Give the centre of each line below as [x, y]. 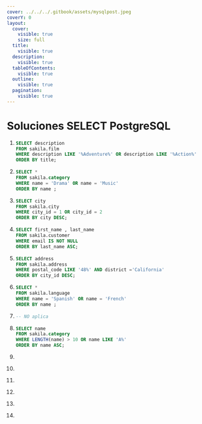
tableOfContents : [34, 68]
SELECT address [35, 259]
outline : [23, 79]
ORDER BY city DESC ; [41, 218]
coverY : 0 [19, 18]
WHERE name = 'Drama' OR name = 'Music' [67, 183]
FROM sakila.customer [43, 236]
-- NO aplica [32, 316]
